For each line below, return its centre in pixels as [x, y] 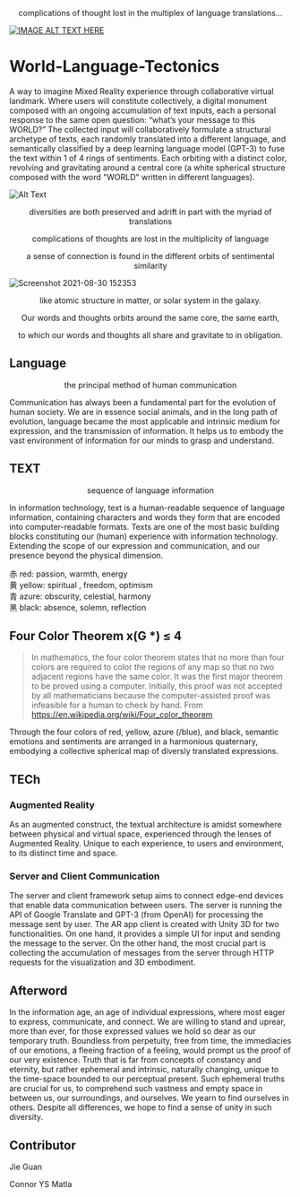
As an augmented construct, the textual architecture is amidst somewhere [146, 825]
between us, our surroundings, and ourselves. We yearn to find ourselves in [149, 1098]
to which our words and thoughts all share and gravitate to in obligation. [150, 334]
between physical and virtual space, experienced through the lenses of [141, 834]
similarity [150, 265]
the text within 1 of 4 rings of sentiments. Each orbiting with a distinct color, [148, 158]
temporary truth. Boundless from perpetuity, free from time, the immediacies [150, 1041]
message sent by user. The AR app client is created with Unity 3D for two [144, 924]
